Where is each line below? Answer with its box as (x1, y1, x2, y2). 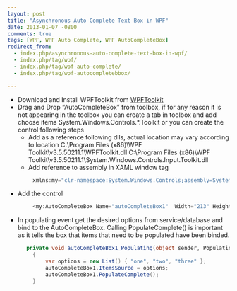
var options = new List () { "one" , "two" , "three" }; (44, 258, 207, 265)
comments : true (7, 30, 52, 38)
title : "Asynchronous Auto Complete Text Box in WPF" (7, 17, 169, 24)
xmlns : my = (32, 176, 61, 184)
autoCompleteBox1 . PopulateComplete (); (44, 270, 159, 278)
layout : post (7, 10, 46, 18)
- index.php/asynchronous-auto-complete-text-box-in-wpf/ (13, 50, 188, 57)
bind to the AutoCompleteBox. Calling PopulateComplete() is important (17, 224, 224, 232)
